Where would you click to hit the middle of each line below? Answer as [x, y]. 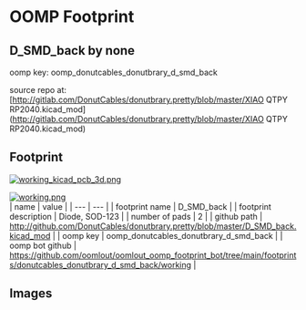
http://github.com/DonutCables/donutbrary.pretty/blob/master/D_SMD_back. [153, 226]
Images [31, 294]
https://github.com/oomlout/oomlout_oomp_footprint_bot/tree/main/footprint [153, 255]
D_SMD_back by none [72, 51]
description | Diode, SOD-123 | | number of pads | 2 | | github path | [136, 216]
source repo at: [38, 90]
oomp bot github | [43, 245]
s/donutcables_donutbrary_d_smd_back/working [101, 264]
